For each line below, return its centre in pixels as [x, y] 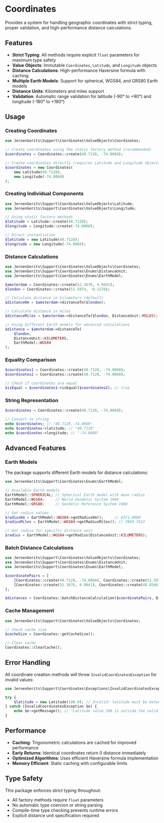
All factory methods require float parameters [58, 800]
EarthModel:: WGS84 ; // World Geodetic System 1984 [62, 499]
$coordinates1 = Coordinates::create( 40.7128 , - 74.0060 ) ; [65, 370]
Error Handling [28, 663]
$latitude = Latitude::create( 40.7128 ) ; [47, 222]
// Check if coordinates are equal [41, 383]
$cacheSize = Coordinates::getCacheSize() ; [50, 634]
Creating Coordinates [31, 131]
